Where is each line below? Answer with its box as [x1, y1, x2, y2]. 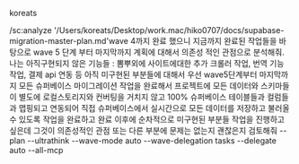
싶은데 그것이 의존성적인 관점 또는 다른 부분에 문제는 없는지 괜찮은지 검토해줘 [9, 125, 278, 135]
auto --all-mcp [9, 145, 64, 155]
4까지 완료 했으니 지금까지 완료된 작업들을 [129, 36, 277, 46]
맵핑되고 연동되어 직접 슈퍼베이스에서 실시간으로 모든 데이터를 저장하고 [18, 103, 267, 113]
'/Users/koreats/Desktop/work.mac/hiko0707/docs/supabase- [53, 25, 285, 35]
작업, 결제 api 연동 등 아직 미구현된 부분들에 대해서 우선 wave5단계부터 [9, 69, 258, 80]
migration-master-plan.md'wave [9, 36, 128, 46]
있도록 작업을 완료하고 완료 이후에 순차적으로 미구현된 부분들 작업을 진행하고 [18, 114, 286, 125]
